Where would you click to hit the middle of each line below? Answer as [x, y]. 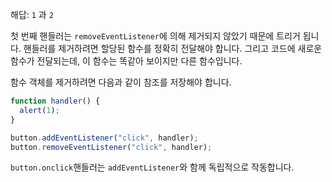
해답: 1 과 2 [32, 14]
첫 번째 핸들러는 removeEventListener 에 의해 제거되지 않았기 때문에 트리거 [155, 36]
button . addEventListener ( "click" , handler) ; [104, 138]
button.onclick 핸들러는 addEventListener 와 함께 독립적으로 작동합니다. [152, 167]
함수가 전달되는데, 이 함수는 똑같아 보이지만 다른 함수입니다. [126, 61]
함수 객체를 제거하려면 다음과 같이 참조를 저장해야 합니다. [121, 82]
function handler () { [55, 101]
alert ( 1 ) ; [39, 110]
